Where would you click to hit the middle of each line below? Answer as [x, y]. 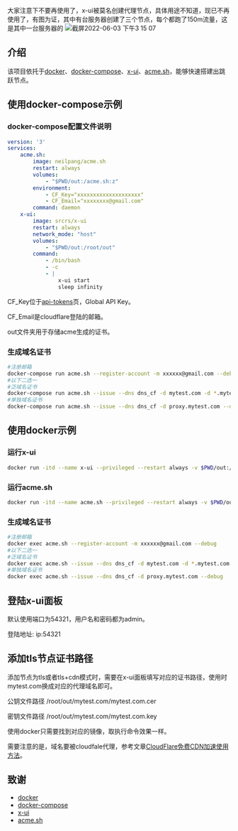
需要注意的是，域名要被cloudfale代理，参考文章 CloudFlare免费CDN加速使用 [118, 746]
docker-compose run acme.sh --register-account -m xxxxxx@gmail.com [110, 374]
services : [22, 148]
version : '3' [27, 142]
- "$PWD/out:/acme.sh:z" [82, 181]
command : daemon [57, 208]
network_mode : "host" [65, 234]
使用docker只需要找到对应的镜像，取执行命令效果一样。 [89, 731]
